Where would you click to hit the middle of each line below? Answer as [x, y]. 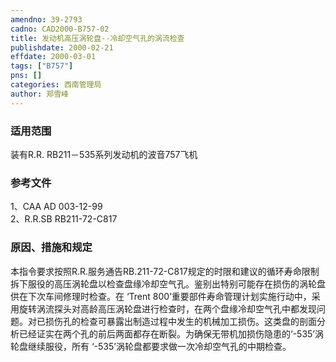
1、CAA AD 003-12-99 [56, 207]
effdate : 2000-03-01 [53, 57]
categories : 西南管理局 [56, 85]
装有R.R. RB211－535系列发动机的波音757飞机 [104, 154]
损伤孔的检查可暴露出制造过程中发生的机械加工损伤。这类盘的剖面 [180, 321]
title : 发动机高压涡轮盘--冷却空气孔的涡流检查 [97, 38]
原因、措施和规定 [51, 248]
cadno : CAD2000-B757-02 [60, 29]
